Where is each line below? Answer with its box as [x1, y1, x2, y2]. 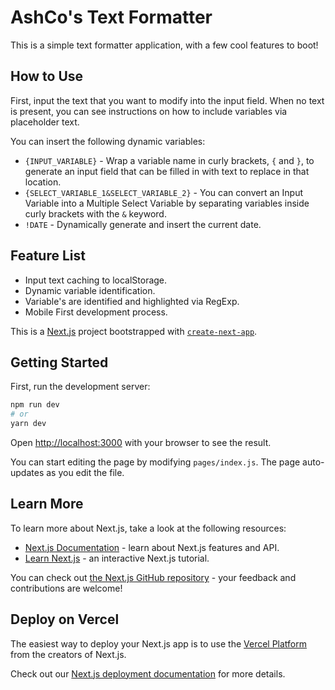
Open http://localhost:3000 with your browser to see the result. [10, 437, 272, 448]
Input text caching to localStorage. [24, 274, 168, 286]
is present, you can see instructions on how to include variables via [10, 105, 288, 117]
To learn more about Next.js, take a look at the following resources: [10, 522, 287, 534]
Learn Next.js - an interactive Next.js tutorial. [24, 552, 210, 564]
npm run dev [10, 400, 60, 410]
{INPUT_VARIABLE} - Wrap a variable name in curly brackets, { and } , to [24, 154, 315, 166]
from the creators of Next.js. [10, 648, 127, 660]
